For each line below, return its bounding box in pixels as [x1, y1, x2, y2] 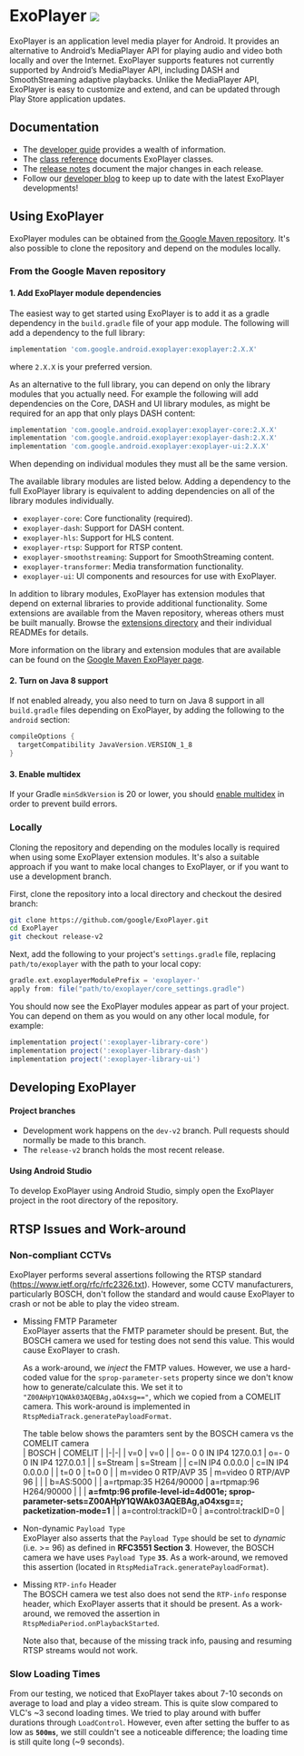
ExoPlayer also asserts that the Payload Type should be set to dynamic [22, 1533, 286, 1544]
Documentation [9, 120, 100, 135]
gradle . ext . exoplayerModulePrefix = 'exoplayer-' [9, 976, 201, 985]
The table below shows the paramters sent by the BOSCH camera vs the [22, 1428, 294, 1439]
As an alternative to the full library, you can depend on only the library [9, 379, 270, 390]
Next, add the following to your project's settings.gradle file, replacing [9, 949, 277, 960]
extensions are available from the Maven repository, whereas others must [9, 607, 284, 618]
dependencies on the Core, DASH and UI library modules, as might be [9, 398, 270, 409]
